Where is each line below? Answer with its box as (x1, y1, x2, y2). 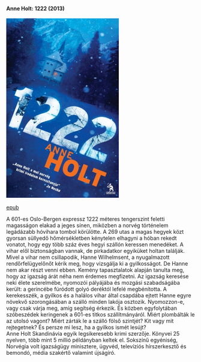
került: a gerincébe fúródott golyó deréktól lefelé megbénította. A (6, 285, 167, 293)
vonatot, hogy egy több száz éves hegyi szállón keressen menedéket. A (6, 241, 184, 248)
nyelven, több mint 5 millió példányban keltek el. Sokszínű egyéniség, (6, 336, 178, 344)
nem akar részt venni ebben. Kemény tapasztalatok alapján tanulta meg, (6, 267, 185, 274)
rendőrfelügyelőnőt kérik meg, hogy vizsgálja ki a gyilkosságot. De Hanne (6, 260, 188, 267)
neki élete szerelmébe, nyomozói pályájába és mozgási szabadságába (6, 279, 180, 286)
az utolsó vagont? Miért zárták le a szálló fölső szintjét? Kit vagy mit (6, 318, 174, 325)
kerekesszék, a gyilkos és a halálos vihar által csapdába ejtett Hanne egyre (6, 292, 191, 299)
